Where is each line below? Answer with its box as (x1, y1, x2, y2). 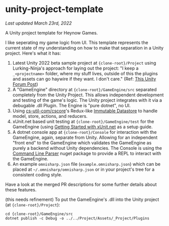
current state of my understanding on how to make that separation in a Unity (5, 45, 164, 51)
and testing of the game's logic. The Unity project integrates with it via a (12, 97, 162, 103)
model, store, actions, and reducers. (12, 113, 88, 119)
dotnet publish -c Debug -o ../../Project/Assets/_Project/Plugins (5, 215, 150, 221)
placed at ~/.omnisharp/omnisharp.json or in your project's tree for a (12, 166, 155, 172)
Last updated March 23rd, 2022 (5, 20, 72, 26)
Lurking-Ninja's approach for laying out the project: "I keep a (12, 65, 139, 71)
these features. (5, 186, 37, 192)
